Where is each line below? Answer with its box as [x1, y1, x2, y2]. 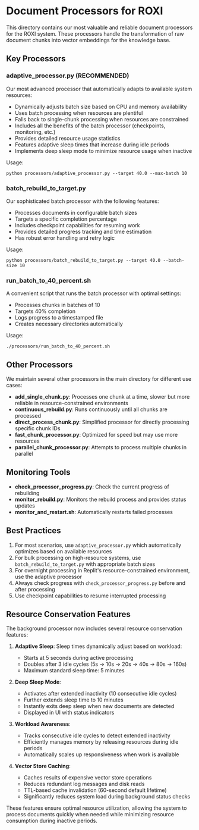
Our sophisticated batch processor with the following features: [6, 198, 159, 205]
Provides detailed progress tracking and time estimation [14, 228, 152, 235]
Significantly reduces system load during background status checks [23, 793, 191, 800]
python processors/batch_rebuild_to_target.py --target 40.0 [6, 257, 161, 263]
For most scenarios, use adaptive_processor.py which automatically [14, 541, 182, 549]
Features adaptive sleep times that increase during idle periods [14, 141, 169, 148]
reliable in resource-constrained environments [14, 400, 129, 407]
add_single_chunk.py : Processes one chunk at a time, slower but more [14, 393, 190, 400]
